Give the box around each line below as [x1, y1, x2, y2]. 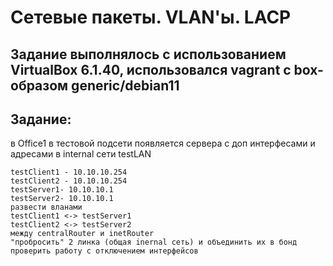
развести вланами [10, 202, 83, 213]
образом [10, 77, 69, 94]
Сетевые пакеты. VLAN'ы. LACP [10, 6, 292, 29]
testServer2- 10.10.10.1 [10, 194, 114, 204]
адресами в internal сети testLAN [10, 148, 152, 160]
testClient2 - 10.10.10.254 [10, 176, 128, 186]
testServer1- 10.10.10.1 [10, 185, 114, 195]
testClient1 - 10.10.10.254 [10, 167, 128, 178]
